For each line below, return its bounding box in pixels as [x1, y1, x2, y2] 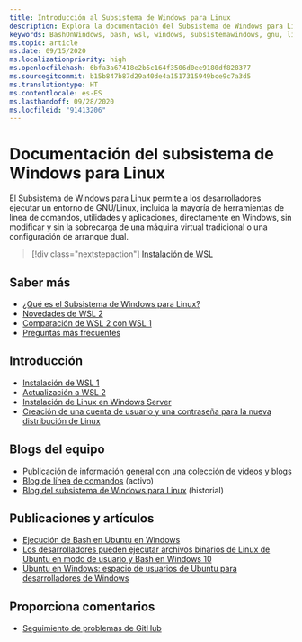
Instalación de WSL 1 [22, 377, 100, 388]
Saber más [9, 275, 71, 290]
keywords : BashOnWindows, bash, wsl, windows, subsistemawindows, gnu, [9, 30, 283, 39]
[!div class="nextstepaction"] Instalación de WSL [31, 249, 214, 259]
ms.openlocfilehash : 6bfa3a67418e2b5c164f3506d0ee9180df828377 [9, 64, 252, 73]
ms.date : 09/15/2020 [9, 47, 87, 56]
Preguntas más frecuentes [22, 328, 121, 338]
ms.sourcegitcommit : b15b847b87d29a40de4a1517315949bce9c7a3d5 [9, 72, 252, 81]
